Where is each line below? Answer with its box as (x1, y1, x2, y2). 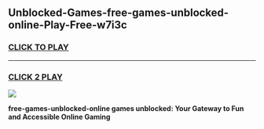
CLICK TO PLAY (8, 42, 69, 53)
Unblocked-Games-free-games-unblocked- (8, 6, 229, 20)
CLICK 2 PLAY (8, 71, 63, 82)
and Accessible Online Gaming (8, 112, 111, 121)
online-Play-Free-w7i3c (8, 19, 127, 32)
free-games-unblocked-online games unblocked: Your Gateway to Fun (8, 103, 244, 113)
